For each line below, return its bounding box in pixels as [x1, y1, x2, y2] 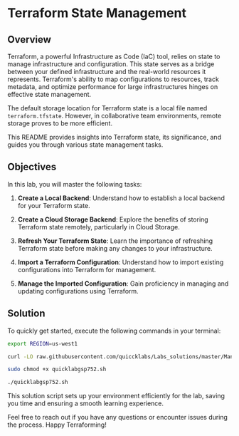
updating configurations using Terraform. [17, 286, 139, 295]
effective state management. [7, 90, 92, 98]
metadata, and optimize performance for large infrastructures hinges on [7, 83, 218, 90]
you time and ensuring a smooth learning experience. [7, 399, 164, 408]
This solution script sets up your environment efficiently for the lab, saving [7, 392, 225, 400]
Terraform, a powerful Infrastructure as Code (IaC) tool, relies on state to [7, 52, 221, 61]
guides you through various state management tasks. [7, 140, 164, 149]
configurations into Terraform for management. [17, 265, 156, 274]
